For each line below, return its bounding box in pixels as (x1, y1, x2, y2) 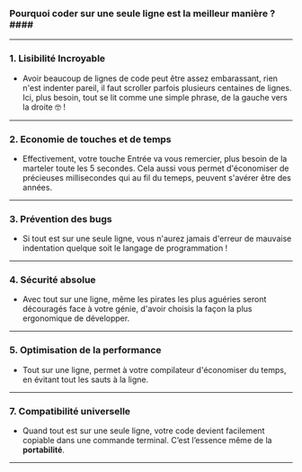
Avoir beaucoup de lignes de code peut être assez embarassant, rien (22, 73, 279, 84)
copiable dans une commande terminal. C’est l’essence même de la (22, 435, 272, 446)
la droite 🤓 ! (22, 102, 66, 112)
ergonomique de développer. (22, 313, 130, 324)
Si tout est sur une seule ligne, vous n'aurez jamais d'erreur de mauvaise (22, 233, 292, 245)
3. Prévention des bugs (9, 212, 112, 225)
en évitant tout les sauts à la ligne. (22, 374, 149, 385)
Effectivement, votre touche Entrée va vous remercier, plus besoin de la (22, 153, 288, 164)
